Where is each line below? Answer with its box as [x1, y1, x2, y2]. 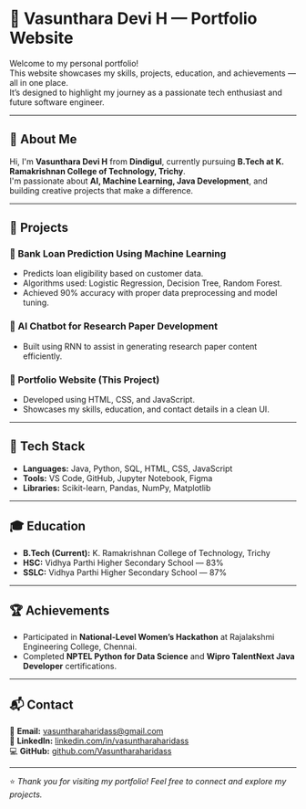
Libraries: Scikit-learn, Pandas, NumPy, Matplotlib [22, 482, 211, 493]
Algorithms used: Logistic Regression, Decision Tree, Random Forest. [22, 278, 282, 289]
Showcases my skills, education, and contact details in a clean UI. [22, 404, 270, 415]
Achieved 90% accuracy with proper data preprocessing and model [22, 288, 278, 299]
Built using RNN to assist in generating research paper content [22, 341, 258, 352]
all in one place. [9, 77, 68, 88]
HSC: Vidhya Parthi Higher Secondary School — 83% [22, 557, 225, 568]
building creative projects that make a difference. [9, 184, 194, 195]
